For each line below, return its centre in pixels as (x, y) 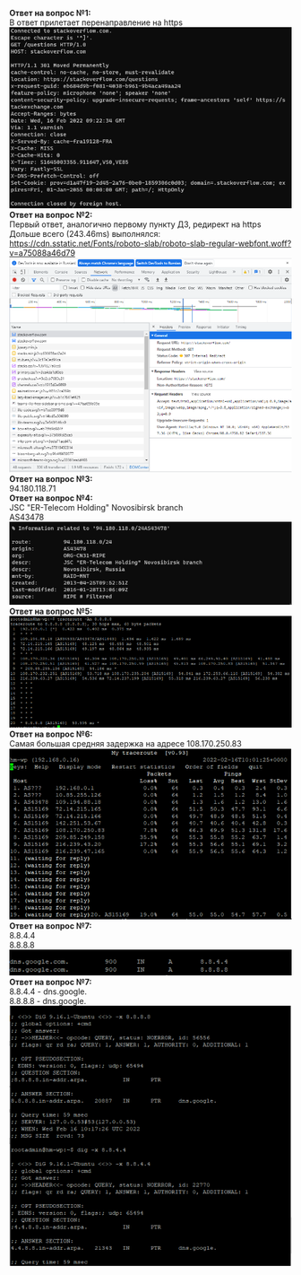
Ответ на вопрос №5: (51, 611)
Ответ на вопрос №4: (51, 498)
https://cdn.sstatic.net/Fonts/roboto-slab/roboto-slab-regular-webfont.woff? (150, 244)
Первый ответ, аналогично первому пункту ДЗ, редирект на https (135, 224)
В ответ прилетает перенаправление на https (96, 22)
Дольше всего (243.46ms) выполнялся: (85, 234)
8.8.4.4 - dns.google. (48, 991)
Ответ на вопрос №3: (51, 479)
